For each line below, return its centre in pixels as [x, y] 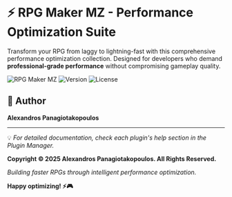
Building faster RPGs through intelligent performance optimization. [102, 172]
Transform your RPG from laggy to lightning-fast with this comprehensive [112, 51]
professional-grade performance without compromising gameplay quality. [114, 66]
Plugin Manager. [31, 145]
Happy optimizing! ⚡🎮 [40, 186]
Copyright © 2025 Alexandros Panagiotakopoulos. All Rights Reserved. [112, 158]
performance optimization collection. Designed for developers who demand [115, 58]
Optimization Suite [61, 32]
